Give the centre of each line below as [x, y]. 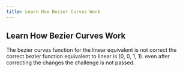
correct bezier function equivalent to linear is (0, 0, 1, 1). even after [88, 57]
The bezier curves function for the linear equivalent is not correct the [91, 50]
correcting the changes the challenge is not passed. [70, 62]
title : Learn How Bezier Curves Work [53, 12]
